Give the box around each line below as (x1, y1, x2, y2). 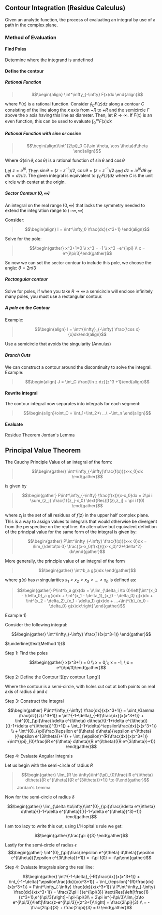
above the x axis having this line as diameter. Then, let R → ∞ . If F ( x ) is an (5, 112, 152, 118)
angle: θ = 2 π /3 (5, 265, 36, 271)
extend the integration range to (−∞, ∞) (5, 207, 84, 213)
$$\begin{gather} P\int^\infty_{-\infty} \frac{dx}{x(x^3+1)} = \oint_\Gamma (8, 707, 155, 713)
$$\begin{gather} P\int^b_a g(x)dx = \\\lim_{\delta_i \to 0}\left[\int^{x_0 (17, 587, 158, 593)
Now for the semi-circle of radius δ (5, 794, 75, 800)
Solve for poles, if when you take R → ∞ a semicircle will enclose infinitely (5, 289, 153, 294)
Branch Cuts (5, 352, 31, 358)
